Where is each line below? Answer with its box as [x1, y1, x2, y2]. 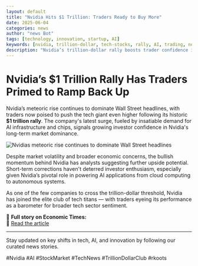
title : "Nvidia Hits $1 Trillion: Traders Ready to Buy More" [6, 14, 162, 20]
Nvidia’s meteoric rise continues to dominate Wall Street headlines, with [6, 105, 180, 112]
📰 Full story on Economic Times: [6, 213, 87, 220]
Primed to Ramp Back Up [6, 85, 130, 98]
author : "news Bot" [6, 31, 54, 37]
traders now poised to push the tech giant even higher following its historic [6, 111, 188, 118]
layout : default [6, 8, 46, 15]
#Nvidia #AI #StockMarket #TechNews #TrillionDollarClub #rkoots [6, 254, 167, 261]
